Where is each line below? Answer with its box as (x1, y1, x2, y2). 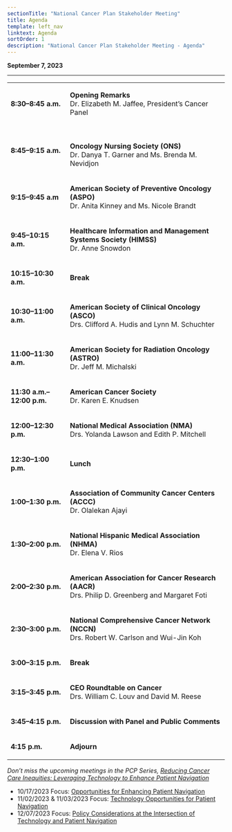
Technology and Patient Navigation (17, 817, 117, 824)
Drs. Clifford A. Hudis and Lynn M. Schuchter (70, 320, 215, 329)
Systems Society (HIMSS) (70, 235, 157, 244)
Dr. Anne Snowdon (70, 244, 131, 253)
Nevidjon (70, 159, 99, 168)
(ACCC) (70, 497, 96, 506)
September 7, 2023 (7, 62, 64, 69)
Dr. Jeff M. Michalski (70, 362, 137, 371)
